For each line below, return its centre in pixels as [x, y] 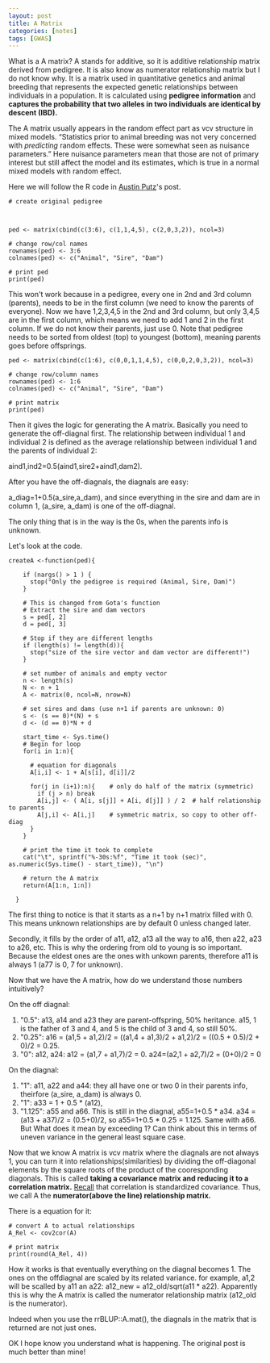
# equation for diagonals [73, 766]
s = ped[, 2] [45, 617]
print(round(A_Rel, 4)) [48, 1254]
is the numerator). [38, 1303]
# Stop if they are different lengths [88, 638]
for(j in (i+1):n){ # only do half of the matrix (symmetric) [141, 787]
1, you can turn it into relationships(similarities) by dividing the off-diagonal [132, 1161]
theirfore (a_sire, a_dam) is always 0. [81, 1094]
